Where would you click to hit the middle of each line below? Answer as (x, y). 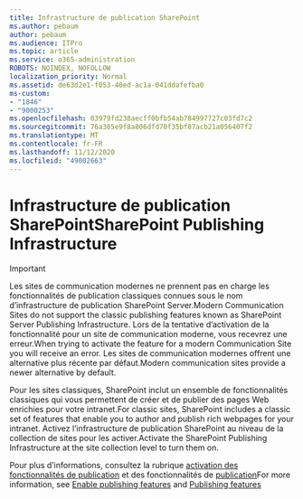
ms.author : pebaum (44, 26)
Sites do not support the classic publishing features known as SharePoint (146, 315)
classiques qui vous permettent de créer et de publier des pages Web (139, 400)
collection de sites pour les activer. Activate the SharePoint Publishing (138, 438)
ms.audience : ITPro (46, 43)
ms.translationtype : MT (54, 136)
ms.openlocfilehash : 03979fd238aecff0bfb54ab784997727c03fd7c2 (131, 118)
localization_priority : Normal (68, 77)
